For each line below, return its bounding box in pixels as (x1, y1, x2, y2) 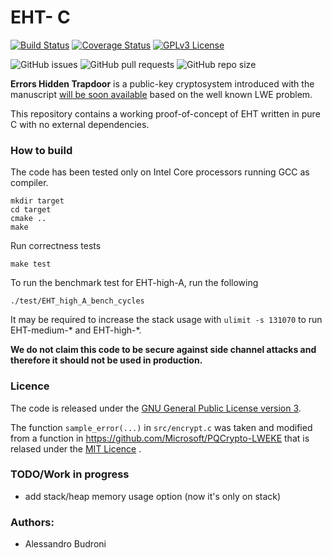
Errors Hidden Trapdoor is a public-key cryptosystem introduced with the (10, 77, 315, 90)
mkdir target (10, 196, 65, 206)
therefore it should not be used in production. (10, 354, 203, 366)
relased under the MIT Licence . (10, 442, 142, 455)
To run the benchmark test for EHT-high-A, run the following (10, 277, 259, 289)
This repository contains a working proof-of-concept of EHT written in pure (10, 107, 321, 120)
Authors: (10, 515, 55, 529)
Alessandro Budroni (24, 538, 107, 550)
